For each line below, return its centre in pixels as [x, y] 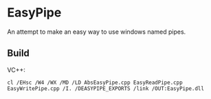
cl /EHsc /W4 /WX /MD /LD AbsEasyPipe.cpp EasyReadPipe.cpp [95, 82]
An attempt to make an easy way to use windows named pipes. [97, 32]
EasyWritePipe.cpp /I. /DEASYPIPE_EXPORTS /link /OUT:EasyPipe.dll [106, 88]
